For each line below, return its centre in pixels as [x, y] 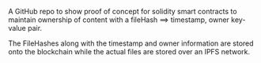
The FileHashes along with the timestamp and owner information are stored [131, 43]
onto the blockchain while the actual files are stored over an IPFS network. [129, 52]
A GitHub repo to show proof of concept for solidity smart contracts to [123, 11]
